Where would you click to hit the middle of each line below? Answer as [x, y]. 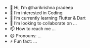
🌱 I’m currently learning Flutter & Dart [48, 18]
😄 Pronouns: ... [26, 36]
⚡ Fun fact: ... [23, 41]
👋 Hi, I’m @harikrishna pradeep [41, 8]
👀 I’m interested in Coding [36, 13]
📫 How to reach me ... [33, 29]
